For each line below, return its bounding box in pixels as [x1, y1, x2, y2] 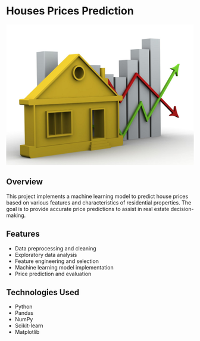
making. [6, 212, 26, 219]
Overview [6, 177, 43, 187]
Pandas [14, 309, 34, 317]
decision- [170, 205, 194, 212]
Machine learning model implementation [14, 263, 114, 271]
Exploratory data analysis [14, 251, 77, 258]
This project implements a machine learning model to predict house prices [6, 193, 189, 200]
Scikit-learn [14, 322, 43, 329]
